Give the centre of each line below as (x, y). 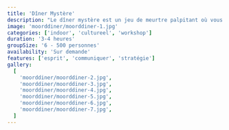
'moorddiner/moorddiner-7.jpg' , (66, 109)
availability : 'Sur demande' (49, 52)
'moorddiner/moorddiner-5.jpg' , (66, 97)
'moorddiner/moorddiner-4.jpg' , (66, 90)
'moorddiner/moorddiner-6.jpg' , (66, 103)
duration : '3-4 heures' (41, 39)
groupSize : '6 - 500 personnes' (53, 45)
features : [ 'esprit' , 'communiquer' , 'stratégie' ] (81, 58)
